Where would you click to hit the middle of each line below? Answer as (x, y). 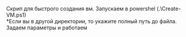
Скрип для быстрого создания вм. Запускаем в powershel (81, 9)
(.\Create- (169, 9)
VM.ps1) (16, 15)
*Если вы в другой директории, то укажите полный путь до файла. (91, 21)
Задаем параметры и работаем (47, 27)
